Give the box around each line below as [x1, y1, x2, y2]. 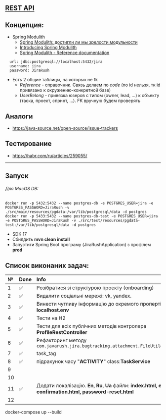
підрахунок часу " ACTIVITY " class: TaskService [36, 358, 151, 365]
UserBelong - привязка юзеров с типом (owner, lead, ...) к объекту [19, 93, 160, 99]
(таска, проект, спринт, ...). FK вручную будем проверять [19, 98, 141, 104]
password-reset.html [82, 388, 134, 395]
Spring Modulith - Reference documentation [19, 50, 110, 56]
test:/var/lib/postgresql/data [5, 222, 70, 227]
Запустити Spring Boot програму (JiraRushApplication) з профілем [12, 242, 151, 248]
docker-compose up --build [5, 409, 62, 415]
